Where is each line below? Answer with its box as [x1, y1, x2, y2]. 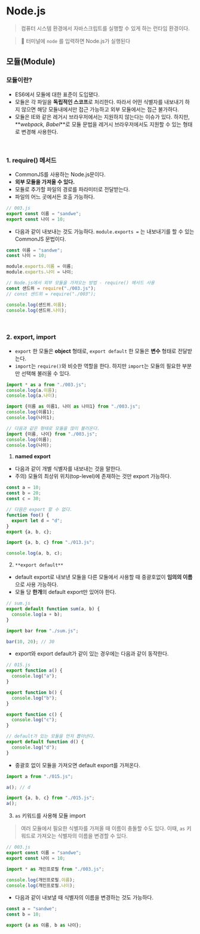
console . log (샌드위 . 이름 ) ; [6, 302, 67, 308]
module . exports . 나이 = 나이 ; [6, 269, 73, 275]
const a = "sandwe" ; [6, 906, 58, 912]
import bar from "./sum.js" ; [6, 627, 79, 634]
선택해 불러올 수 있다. [21, 369, 71, 377]
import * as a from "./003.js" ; [6, 381, 87, 388]
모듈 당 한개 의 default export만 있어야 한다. [14, 589, 116, 596]
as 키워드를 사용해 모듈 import [14, 812, 86, 819]
